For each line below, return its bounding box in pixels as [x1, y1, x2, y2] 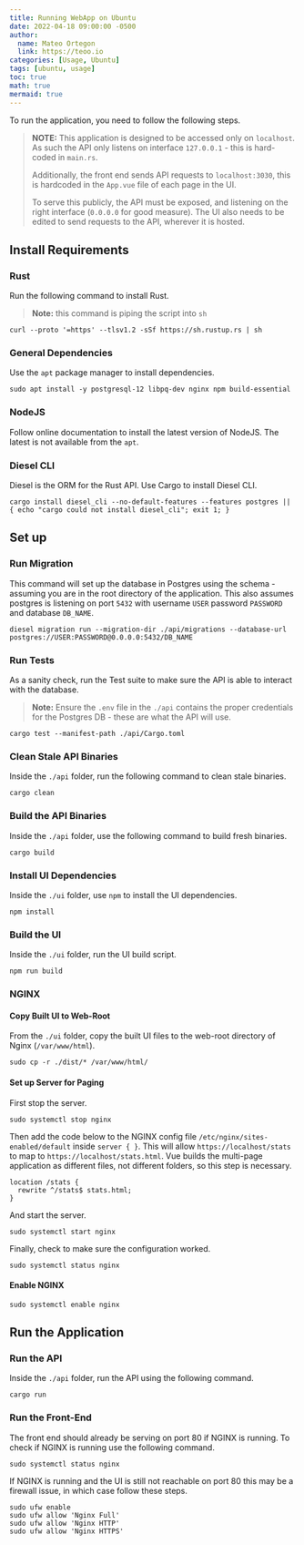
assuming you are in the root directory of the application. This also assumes [9, 588, 294, 599]
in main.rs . [57, 151, 98, 162]
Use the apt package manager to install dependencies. [9, 367, 216, 378]
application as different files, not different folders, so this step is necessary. [9, 1160, 292, 1171]
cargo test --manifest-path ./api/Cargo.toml [9, 730, 185, 739]
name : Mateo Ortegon [17, 38, 96, 48]
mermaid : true [9, 89, 64, 98]
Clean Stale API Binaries [9, 750, 118, 762]
